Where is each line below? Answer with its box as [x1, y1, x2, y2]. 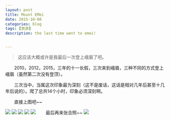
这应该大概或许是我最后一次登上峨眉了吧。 [17, 54, 107, 60]
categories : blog [5, 21, 42, 27]
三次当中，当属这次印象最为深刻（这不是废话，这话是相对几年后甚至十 [14, 82, 160, 88]
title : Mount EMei [5, 12, 44, 17]
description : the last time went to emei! [5, 31, 96, 36]
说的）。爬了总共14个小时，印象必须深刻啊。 [14, 88, 105, 94]
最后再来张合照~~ [45, 109, 83, 115]
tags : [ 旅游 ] [5, 26, 31, 31]
